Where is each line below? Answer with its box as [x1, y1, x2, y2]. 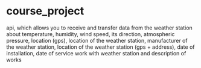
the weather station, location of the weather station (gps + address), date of [6, 43, 195, 51]
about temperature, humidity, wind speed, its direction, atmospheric [6, 30, 175, 37]
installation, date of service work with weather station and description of [6, 49, 187, 57]
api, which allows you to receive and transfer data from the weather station [6, 24, 193, 31]
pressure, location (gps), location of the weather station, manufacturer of [6, 37, 188, 44]
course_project [6, 4, 85, 18]
